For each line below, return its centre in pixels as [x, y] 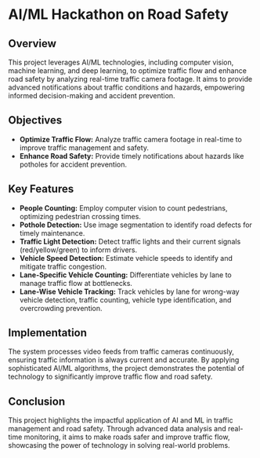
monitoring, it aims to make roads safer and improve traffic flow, [127, 437]
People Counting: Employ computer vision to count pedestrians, [123, 208]
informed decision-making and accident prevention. [92, 95]
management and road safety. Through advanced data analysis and [117, 429]
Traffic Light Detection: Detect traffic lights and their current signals [130, 241]
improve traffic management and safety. [84, 148]
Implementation [48, 333]
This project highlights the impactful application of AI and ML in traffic [121, 420]
